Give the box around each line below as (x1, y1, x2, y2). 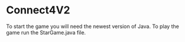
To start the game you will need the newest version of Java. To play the (6, 23, 180, 30)
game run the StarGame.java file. (6, 29, 86, 36)
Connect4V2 (6, 3, 71, 17)
